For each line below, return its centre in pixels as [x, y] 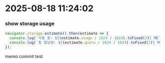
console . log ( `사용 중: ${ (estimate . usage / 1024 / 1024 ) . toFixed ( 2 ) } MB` [85, 38]
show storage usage [30, 24]
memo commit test [24, 56]
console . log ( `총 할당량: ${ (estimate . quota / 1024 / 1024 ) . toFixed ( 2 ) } [82, 43]
